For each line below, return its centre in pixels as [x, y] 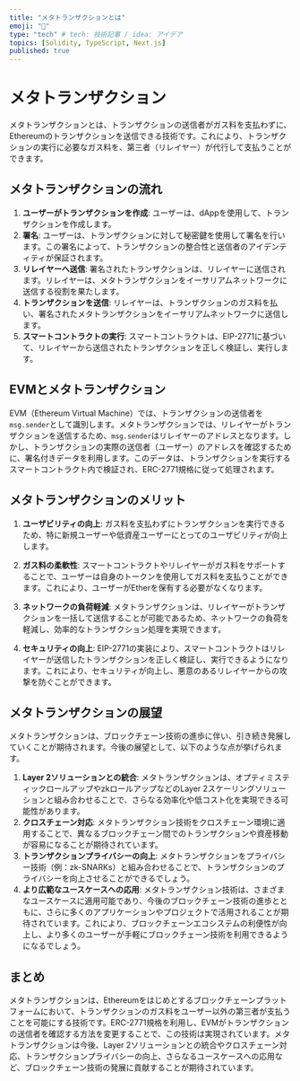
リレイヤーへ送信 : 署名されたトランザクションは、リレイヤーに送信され [154, 268]
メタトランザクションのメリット [98, 501]
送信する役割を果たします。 [73, 291]
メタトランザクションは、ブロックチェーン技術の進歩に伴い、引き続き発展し [150, 736]
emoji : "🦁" [30, 26]
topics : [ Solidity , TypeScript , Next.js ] [88, 43]
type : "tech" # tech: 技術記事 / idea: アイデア [96, 34]
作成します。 [93, 224]
